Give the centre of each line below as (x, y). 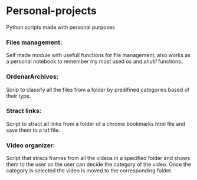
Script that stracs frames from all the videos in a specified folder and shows (98, 158)
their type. (19, 96)
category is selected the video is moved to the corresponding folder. (89, 171)
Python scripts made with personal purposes (60, 27)
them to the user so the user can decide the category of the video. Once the (99, 164)
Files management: (34, 42)
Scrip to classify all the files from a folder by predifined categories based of (98, 89)
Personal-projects (52, 11)
